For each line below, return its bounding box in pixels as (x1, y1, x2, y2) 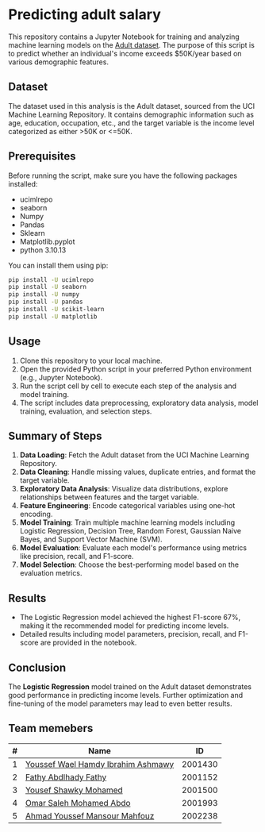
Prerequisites (8, 149, 76, 164)
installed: (8, 179, 38, 188)
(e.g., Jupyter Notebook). (19, 372, 103, 382)
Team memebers (8, 722, 94, 735)
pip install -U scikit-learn (8, 306, 105, 314)
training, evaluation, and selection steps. (19, 406, 152, 416)
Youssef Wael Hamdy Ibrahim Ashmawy (25, 758, 175, 769)
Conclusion (8, 661, 67, 674)
